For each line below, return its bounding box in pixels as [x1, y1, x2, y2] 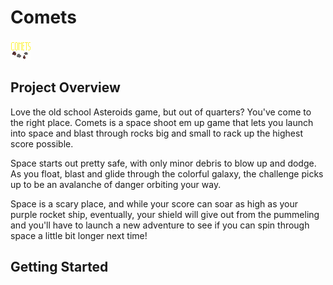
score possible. [10, 137, 74, 150]
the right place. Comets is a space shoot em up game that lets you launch [10, 116, 314, 128]
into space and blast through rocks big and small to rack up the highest [10, 127, 303, 139]
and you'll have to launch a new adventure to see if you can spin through [10, 219, 310, 231]
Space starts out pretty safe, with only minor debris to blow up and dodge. [10, 157, 317, 169]
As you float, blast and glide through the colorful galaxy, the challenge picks [10, 167, 324, 180]
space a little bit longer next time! [10, 229, 148, 241]
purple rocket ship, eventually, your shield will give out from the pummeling [10, 208, 320, 220]
